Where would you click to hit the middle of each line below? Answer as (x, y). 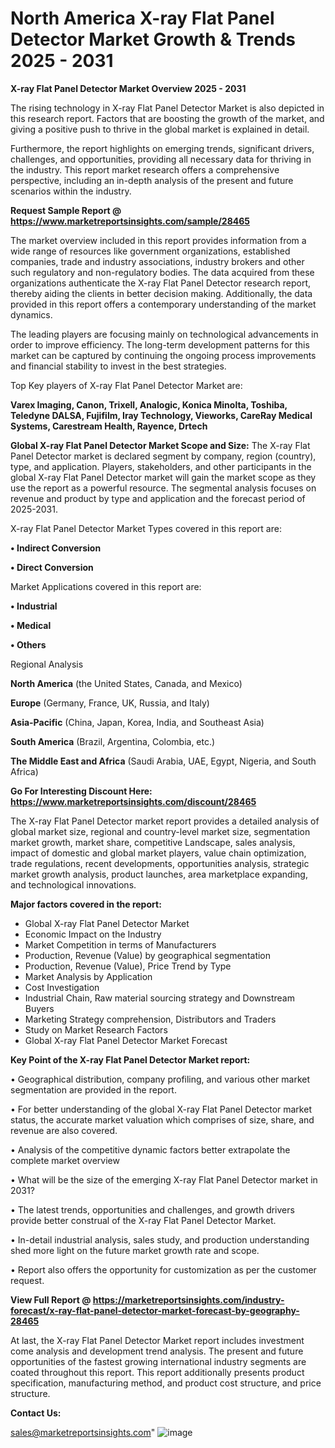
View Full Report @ (51, 1299)
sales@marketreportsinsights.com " (83, 1432)
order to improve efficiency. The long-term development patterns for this (160, 344)
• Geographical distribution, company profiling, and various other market (160, 1079)
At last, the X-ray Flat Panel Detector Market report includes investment (157, 1340)
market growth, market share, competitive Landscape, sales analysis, (153, 842)
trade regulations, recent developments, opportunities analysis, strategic (160, 863)
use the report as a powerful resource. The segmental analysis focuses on (163, 488)
